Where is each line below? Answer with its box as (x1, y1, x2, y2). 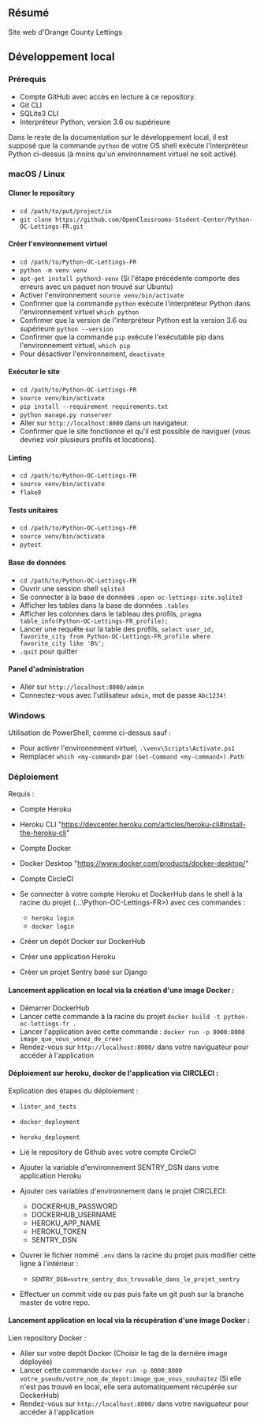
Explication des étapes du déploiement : (8, 1085, 139, 1096)
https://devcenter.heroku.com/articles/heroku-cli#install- (61, 820, 247, 830)
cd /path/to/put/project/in (19, 207, 112, 215)
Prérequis (8, 74, 46, 85)
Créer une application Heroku (19, 952, 116, 961)
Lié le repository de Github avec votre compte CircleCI (19, 1147, 196, 1156)
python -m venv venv (19, 266, 87, 275)
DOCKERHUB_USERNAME (31, 1209, 117, 1219)
